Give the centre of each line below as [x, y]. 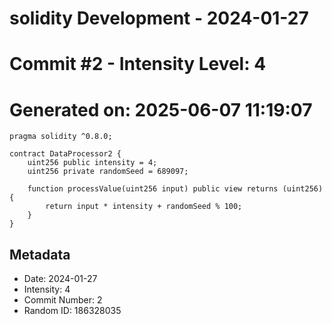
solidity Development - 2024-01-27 [159, 18]
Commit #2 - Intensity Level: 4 [138, 64]
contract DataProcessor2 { [65, 154]
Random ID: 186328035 [72, 311]
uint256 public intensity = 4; [92, 163]
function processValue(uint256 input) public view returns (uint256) [175, 189]
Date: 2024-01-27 [60, 279]
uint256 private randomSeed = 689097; [108, 172]
